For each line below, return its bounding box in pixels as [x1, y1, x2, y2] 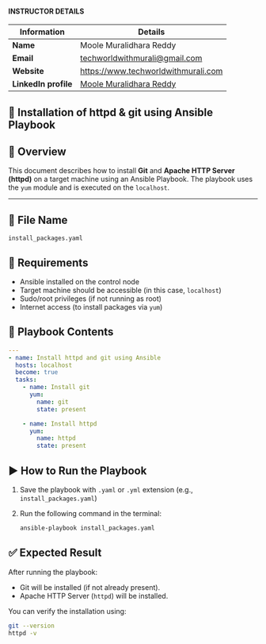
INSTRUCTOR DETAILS [8, 6, 85, 16]
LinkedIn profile [12, 79, 73, 90]
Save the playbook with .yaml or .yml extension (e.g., [19, 485, 194, 495]
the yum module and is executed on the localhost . [8, 183, 170, 192]
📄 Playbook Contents [8, 326, 114, 339]
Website [12, 66, 44, 77]
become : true [15, 368, 59, 376]
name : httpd [36, 434, 77, 442]
